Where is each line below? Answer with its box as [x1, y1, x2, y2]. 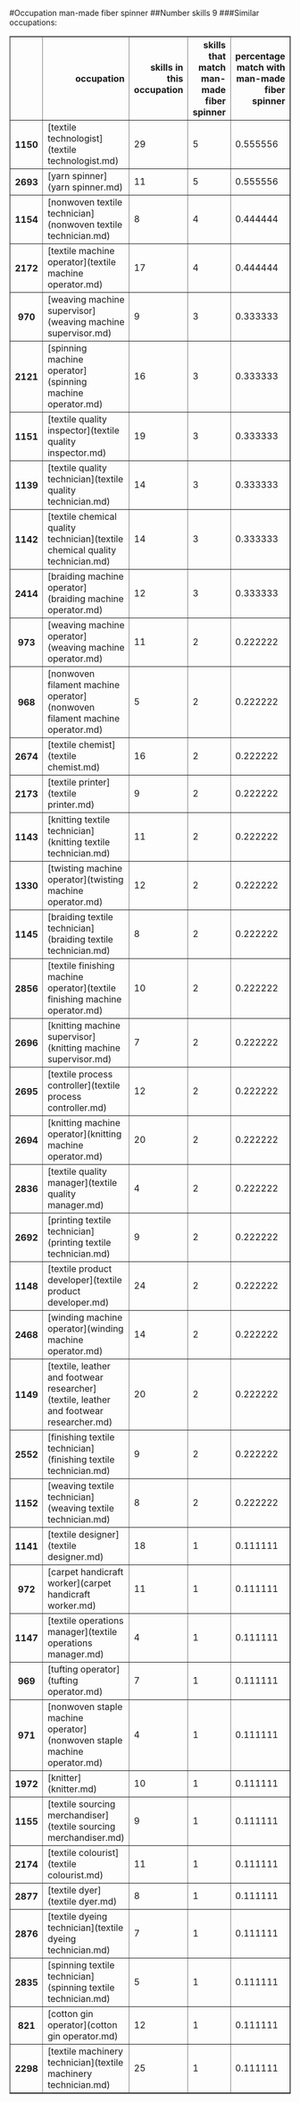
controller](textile [47, 1079, 121, 1091]
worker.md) [47, 1599, 96, 1612]
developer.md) [47, 1297, 110, 1308]
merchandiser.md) [47, 1832, 125, 1843]
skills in [150, 62, 184, 73]
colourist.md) [47, 1869, 104, 1881]
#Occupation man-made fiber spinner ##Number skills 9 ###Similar [9, 8, 260, 18]
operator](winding [47, 1323, 124, 1334]
